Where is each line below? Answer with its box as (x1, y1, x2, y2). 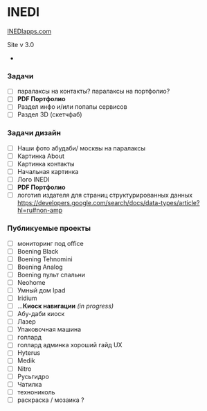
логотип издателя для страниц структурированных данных (17, 191, 192, 200)
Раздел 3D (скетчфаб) (17, 110, 82, 119)
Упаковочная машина (17, 325, 82, 333)
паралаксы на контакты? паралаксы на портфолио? (17, 87, 170, 96)
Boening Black (17, 247, 59, 255)
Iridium (17, 294, 37, 302)
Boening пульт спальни (17, 270, 85, 279)
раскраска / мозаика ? (17, 396, 84, 404)
